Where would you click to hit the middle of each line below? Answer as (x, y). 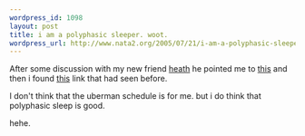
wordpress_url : (38, 43)
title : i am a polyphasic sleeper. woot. (89, 34)
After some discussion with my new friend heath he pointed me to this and (148, 69)
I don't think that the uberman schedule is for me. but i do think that (135, 96)
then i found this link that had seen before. (89, 79)
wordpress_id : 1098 (46, 18)
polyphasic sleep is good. (58, 106)
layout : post (34, 26)
